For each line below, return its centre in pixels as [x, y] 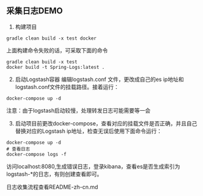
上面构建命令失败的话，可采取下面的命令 [57, 50]
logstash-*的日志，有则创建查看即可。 [54, 174]
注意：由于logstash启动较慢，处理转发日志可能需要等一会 [78, 110]
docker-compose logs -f [37, 154]
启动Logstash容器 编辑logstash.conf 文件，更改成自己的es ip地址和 [99, 79]
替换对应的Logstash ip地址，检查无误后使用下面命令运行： [89, 131]
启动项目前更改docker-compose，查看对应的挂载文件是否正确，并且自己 [106, 123]
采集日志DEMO [34, 11]
